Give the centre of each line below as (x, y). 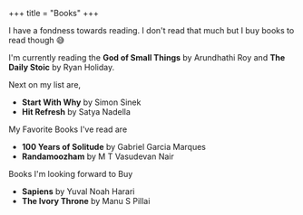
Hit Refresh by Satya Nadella (76, 112)
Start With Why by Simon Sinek (81, 102)
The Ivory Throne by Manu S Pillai (86, 201)
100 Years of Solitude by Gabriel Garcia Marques (113, 147)
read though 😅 (37, 40)
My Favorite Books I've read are (68, 129)
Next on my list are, (45, 84)
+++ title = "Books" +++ (54, 13)
